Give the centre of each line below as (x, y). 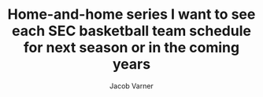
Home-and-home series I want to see (131, 14)
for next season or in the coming (131, 48)
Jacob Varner (131, 86)
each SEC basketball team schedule (131, 31)
